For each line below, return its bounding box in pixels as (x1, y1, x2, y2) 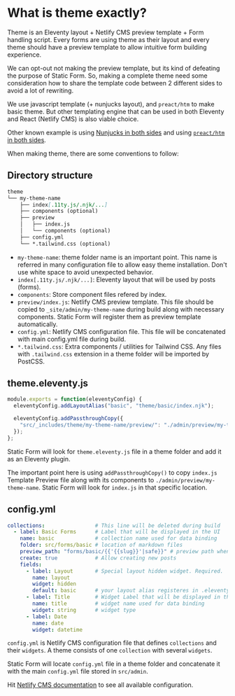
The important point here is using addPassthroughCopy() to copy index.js (7, 468, 218, 477)
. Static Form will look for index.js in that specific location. (38, 483, 208, 492)
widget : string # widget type (32, 606, 136, 613)
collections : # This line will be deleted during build (7, 522, 220, 529)
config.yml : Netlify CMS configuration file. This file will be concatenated (17, 327, 226, 335)
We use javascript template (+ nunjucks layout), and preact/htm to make (7, 99, 215, 108)
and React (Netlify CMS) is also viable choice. (7, 114, 139, 123)
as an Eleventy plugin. (7, 454, 71, 463)
